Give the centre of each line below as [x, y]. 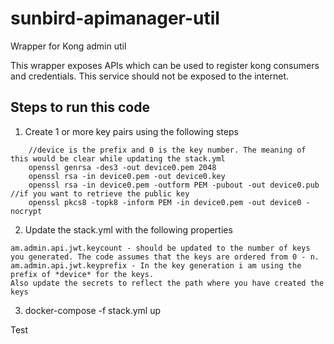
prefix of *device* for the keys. [82, 274]
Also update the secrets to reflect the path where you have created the [167, 283]
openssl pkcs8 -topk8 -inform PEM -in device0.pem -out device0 [165, 202]
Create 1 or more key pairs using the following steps [131, 131]
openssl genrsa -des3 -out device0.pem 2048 [122, 167]
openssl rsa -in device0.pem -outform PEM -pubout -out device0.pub [174, 185]
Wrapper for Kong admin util [68, 46]
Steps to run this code [80, 107]
